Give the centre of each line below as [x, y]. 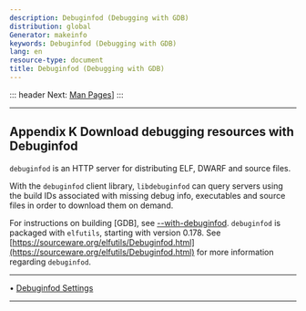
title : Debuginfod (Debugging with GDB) [87, 69]
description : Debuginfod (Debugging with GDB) [99, 18]
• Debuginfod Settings [51, 287]
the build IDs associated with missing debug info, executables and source [148, 195]
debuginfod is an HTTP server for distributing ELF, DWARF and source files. [150, 168]
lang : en [26, 52]
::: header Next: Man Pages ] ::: [67, 94]
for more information [235, 252]
